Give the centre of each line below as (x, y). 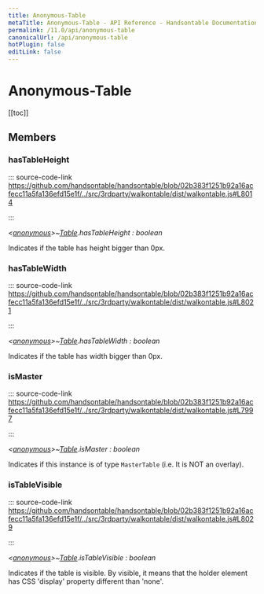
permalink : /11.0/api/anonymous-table (71, 30)
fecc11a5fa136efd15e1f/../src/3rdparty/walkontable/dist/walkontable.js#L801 (130, 194)
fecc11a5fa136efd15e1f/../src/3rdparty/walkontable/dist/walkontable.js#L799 (131, 411)
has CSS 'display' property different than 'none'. (86, 581)
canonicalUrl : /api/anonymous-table (68, 37)
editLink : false (35, 52)
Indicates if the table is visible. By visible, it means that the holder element (128, 573)
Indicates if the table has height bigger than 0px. (86, 248)
